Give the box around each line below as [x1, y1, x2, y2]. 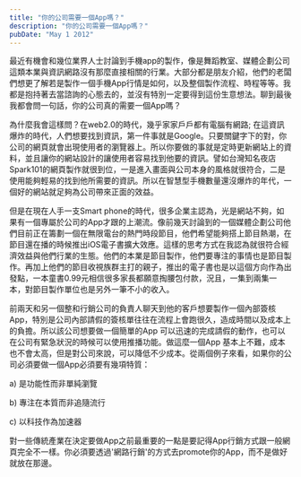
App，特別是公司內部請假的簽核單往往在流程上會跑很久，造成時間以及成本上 [9, 315, 291, 325]
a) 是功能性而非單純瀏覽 [9, 378, 98, 389]
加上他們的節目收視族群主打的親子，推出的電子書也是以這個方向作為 [32, 262, 284, 273]
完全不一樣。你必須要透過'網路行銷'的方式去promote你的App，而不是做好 [16, 447, 288, 457]
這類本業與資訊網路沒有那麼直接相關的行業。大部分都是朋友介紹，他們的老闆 [9, 66, 292, 77]
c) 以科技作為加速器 [9, 416, 82, 427]
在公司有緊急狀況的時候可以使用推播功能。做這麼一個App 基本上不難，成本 [9, 337, 286, 348]
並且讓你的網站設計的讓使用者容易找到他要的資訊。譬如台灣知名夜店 [24, 153, 276, 164]
